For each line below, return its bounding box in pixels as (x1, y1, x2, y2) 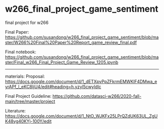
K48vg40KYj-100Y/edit (5, 118, 52, 124)
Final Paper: (5, 29, 29, 35)
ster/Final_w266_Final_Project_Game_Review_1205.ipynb (5, 59, 119, 65)
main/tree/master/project (5, 98, 55, 104)
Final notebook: (5, 49, 37, 55)
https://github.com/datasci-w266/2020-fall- (52, 93, 142, 99)
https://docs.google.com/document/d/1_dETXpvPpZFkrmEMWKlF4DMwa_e (5, 78, 157, 84)
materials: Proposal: (5, 73, 45, 79)
